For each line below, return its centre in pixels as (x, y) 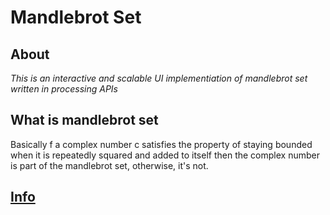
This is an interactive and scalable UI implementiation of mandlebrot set (159, 78)
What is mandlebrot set (84, 120)
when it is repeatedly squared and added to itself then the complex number (165, 155)
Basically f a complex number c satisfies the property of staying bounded (161, 144)
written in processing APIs (64, 89)
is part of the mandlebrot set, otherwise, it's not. (109, 165)
